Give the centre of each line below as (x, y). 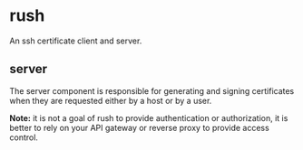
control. (24, 137)
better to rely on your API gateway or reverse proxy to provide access (139, 127)
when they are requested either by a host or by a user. (111, 100)
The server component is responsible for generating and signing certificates (152, 90)
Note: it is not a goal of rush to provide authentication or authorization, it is (149, 117)
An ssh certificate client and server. (76, 41)
